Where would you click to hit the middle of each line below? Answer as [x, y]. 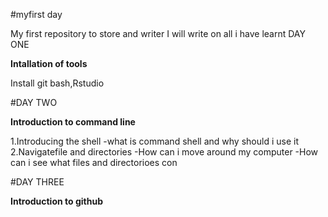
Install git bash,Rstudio [57, 83]
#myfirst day [36, 14]
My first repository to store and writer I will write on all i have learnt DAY [158, 33]
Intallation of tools [49, 63]
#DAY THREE [37, 182]
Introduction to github [56, 201]
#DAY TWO [34, 102]
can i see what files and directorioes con [94, 162]
